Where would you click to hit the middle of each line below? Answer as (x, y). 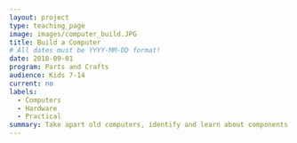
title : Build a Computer (55, 42)
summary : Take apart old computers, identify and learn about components (149, 125)
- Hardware (37, 108)
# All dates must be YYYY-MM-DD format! (85, 51)
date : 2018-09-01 (41, 59)
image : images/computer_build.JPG (73, 34)
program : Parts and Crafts (59, 68)
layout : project (39, 17)
